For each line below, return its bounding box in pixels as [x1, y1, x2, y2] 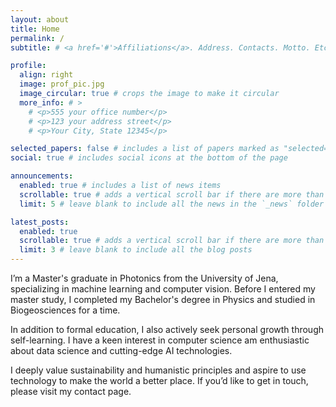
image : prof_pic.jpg [19, 79, 105, 90]
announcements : [10, 171, 74, 181]
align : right [19, 70, 74, 80]
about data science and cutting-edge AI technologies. [10, 345, 233, 356]
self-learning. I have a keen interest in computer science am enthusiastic [10, 334, 310, 346]
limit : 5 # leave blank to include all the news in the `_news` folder [19, 199, 325, 209]
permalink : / [10, 33, 65, 43]
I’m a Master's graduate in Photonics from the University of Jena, [10, 272, 279, 284]
